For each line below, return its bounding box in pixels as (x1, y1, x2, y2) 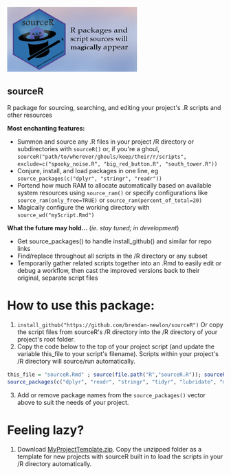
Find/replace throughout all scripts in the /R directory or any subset (16, 252, 208, 260)
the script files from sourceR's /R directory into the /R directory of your (16, 327, 218, 336)
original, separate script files (16, 274, 98, 282)
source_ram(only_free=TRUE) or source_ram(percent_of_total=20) (16, 196, 203, 204)
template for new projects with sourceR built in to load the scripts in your (16, 452, 223, 461)
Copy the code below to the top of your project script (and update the (16, 342, 215, 351)
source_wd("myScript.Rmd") (16, 212, 95, 219)
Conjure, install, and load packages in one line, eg (16, 167, 159, 175)
